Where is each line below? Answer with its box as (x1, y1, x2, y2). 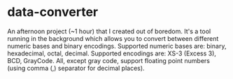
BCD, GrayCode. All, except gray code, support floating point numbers (7, 56, 210, 64)
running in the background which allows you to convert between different (7, 34, 219, 42)
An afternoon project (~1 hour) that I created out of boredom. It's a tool (7, 27, 211, 35)
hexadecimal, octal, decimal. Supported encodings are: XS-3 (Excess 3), (7, 49, 217, 58)
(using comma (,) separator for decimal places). (7, 64, 145, 72)
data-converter (7, 4, 99, 20)
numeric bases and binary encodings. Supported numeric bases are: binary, (7, 42, 227, 50)
